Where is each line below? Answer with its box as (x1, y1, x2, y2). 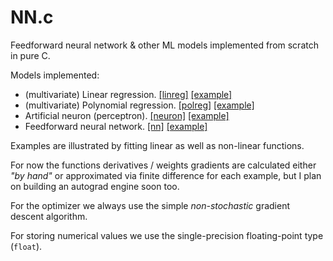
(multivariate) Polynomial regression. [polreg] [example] (24, 99, 255, 111)
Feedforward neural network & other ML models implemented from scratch (10, 39, 319, 51)
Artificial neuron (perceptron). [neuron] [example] (24, 109, 230, 121)
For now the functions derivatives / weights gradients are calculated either (10, 159, 317, 171)
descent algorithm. (10, 210, 88, 222)
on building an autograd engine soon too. (10, 180, 180, 192)
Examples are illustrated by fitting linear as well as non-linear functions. (10, 139, 305, 151)
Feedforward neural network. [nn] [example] (24, 120, 208, 132)
